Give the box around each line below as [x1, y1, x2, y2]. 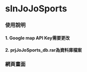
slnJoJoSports [5, 3, 67, 14]
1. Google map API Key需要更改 [5, 35, 70, 41]
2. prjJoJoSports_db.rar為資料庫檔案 [5, 47, 82, 53]
